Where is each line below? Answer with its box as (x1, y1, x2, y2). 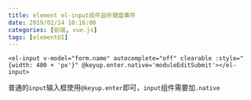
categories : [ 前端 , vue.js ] (8, 26, 98, 34)
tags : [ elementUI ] (8, 33, 68, 41)
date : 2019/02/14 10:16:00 (8, 19, 96, 27)
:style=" (215, 55, 244, 62)
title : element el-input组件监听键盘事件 (8, 11, 136, 20)
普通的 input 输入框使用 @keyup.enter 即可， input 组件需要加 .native (8, 83, 220, 92)
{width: (8, 62, 34, 70)
